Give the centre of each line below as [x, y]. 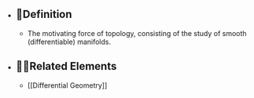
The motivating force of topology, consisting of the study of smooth [137, 33]
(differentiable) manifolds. [69, 42]
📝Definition [44, 15]
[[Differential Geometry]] [67, 85]
